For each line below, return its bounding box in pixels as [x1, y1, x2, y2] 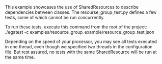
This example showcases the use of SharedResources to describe [5, 4, 139, 10]
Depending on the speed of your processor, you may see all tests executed [5, 39, 157, 44]
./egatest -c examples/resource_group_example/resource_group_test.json [5, 29, 155, 35]
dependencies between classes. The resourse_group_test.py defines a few [5, 9, 157, 15]
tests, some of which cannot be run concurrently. [5, 15, 105, 20]
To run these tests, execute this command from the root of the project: [5, 24, 147, 30]
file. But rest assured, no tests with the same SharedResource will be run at [5, 49, 157, 55]
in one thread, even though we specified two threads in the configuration [5, 44, 153, 49]
